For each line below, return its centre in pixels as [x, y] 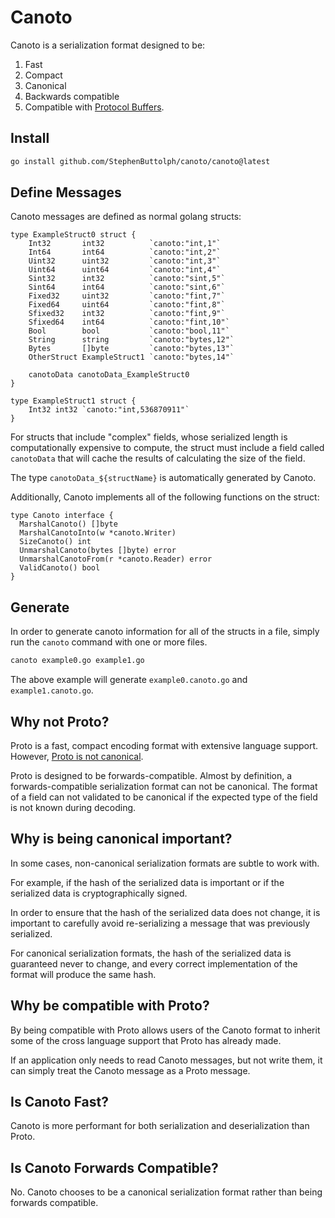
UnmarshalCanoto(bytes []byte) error [98, 551]
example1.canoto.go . [52, 690]
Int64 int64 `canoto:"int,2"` [125, 252]
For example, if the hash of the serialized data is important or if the [147, 882]
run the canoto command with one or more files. [109, 642]
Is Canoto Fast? [60, 1101]
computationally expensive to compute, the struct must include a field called [167, 448]
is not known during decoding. [73, 807]
